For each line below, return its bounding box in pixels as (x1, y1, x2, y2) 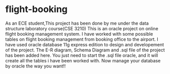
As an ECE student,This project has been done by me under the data (5, 20, 149, 26)
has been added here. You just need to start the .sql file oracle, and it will (5, 52, 158, 58)
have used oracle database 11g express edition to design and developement (5, 41, 164, 47)
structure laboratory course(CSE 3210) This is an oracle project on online (5, 25, 159, 31)
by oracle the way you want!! (5, 63, 66, 69)
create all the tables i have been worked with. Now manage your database (5, 57, 161, 63)
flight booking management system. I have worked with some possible (5, 31, 153, 37)
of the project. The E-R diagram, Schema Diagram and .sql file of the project (5, 47, 165, 53)
